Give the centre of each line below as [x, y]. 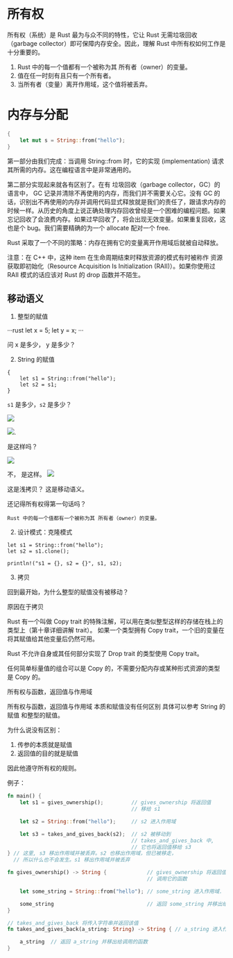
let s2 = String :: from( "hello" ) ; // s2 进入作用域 [98, 821]
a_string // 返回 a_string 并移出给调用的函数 [84, 942]
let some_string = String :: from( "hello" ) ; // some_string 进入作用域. [121, 891]
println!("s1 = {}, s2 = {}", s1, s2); [65, 564]
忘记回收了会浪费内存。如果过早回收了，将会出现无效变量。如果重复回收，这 [116, 219]
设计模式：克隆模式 [45, 532]
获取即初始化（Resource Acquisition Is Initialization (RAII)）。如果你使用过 [112, 266]
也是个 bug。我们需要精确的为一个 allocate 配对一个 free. [89, 228]
